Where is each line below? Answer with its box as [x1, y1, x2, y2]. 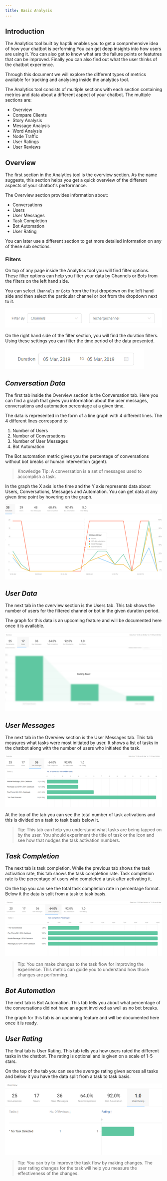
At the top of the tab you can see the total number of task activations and [5, 812, 156, 818]
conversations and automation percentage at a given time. [5, 403, 125, 409]
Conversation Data [5, 379, 66, 387]
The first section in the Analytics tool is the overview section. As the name [5, 172, 158, 178]
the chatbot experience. [5, 62, 54, 68]
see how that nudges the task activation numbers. [17, 837, 121, 843]
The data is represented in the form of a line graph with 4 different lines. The [5, 412, 163, 418]
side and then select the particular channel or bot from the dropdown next [5, 293, 158, 299]
